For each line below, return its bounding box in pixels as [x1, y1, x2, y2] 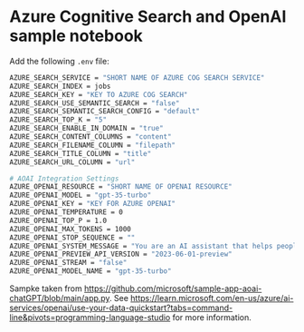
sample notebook [9, 25, 143, 46]
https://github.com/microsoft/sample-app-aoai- [84, 283, 262, 294]
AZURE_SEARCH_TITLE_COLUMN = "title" [9, 149, 152, 158]
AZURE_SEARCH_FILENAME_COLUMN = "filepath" [9, 141, 176, 150]
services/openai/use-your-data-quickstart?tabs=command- [9, 302, 233, 314]
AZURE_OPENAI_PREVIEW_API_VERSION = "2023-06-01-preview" [9, 249, 233, 259]
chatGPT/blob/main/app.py [9, 293, 110, 304]
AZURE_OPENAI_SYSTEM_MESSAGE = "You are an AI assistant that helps [9, 241, 273, 250]
